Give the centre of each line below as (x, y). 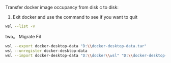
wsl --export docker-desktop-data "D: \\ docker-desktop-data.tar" (76, 46)
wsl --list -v (20, 26)
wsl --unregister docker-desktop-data (46, 51)
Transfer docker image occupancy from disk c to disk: (62, 7)
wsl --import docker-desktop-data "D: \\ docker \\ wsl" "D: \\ (69, 55)
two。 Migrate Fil (23, 36)
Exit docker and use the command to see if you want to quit (75, 17)
